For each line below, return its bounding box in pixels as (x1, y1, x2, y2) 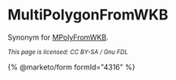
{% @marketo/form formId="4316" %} (7, 62, 135, 72)
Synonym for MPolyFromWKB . (7, 32, 109, 42)
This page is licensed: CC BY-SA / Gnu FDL (7, 48, 129, 56)
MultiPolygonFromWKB (7, 6, 169, 24)
